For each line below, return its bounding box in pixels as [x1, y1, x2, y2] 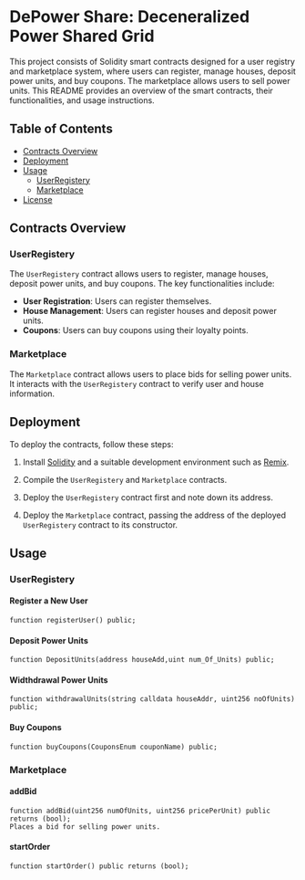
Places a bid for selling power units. [9, 822, 161, 832]
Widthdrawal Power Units [9, 674, 108, 686]
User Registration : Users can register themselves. [22, 296, 212, 307]
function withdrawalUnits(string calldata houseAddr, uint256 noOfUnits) [9, 695, 296, 704]
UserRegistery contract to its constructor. [22, 519, 178, 530]
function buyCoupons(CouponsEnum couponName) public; [9, 742, 219, 751]
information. [9, 388, 56, 399]
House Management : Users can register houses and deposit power [22, 306, 278, 317]
